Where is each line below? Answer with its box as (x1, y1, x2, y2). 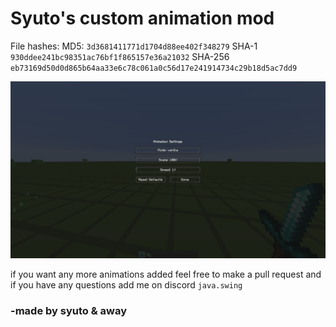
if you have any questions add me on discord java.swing (10, 279, 243, 291)
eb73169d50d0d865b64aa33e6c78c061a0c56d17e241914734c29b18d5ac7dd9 (10, 63, 298, 73)
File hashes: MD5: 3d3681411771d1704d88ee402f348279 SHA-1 (10, 40, 258, 52)
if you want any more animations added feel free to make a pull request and (10, 268, 322, 281)
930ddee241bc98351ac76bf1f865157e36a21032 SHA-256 (10, 50, 230, 62)
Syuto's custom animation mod (10, 7, 275, 30)
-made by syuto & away (10, 304, 127, 318)
